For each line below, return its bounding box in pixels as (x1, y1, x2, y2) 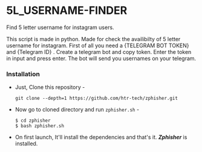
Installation (6, 70, 41, 78)
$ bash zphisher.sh (15, 123, 65, 129)
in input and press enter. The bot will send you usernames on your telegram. (6, 55, 197, 62)
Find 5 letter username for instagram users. (6, 24, 114, 31)
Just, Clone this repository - (15, 84, 85, 91)
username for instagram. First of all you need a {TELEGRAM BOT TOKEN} (6, 42, 189, 49)
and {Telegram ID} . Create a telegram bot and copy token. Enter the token (6, 48, 192, 55)
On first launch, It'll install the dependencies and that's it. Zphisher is (15, 134, 187, 141)
